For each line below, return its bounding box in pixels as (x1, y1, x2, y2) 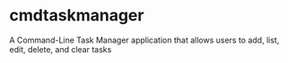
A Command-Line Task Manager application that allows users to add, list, (9, 35, 280, 45)
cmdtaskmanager (9, 5, 144, 26)
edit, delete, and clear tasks (9, 43, 112, 54)
